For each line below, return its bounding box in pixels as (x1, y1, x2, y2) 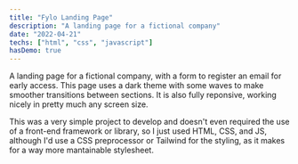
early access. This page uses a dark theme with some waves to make (9, 80, 264, 91)
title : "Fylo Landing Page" (9, 12, 114, 22)
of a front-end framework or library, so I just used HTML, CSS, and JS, (9, 126, 268, 136)
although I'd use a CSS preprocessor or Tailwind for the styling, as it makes (9, 135, 286, 146)
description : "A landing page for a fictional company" (9, 21, 221, 30)
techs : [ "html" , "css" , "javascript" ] (9, 37, 153, 47)
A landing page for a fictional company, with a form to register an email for (9, 70, 282, 81)
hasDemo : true (9, 46, 62, 55)
